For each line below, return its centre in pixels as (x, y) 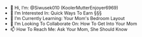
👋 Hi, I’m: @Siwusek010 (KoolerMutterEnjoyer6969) (64, 8)
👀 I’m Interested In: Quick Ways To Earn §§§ (56, 13)
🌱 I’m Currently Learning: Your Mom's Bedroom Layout (67, 18)
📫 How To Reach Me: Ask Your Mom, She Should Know (69, 29)
